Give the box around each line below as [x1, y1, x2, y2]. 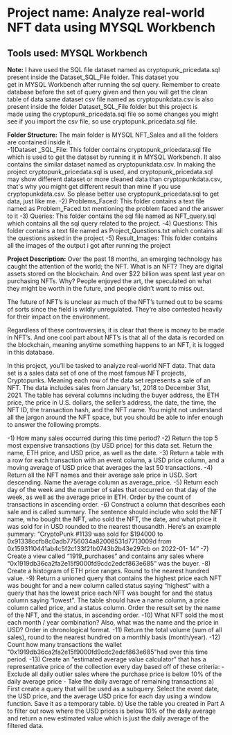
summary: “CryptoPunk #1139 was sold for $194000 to [7, 530, 163, 538]
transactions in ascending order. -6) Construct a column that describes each [7, 500, 226, 508]
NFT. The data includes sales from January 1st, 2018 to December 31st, [7, 384, 211, 391]
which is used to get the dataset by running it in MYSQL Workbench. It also [7, 153, 222, 161]
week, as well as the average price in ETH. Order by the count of [7, 493, 192, 501]
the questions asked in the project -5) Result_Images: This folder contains [7, 234, 218, 242]
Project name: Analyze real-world [7, 5, 205, 21]
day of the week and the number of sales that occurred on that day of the [7, 486, 217, 493]
